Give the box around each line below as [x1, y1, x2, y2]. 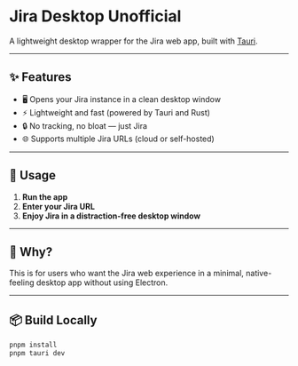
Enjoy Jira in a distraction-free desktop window [21, 211, 201, 221]
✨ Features [9, 69, 72, 85]
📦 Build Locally [9, 313, 98, 328]
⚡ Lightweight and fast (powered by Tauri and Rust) [21, 107, 211, 117]
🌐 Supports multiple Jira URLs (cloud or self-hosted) [21, 133, 215, 144]
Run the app [21, 191, 68, 202]
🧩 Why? [9, 244, 53, 259]
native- [245, 268, 272, 279]
